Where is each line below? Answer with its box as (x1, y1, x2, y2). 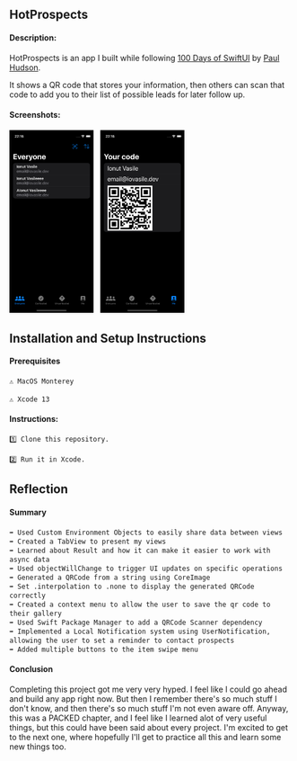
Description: (9, 31, 57, 43)
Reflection (9, 481, 69, 497)
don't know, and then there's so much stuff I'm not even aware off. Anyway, (9, 703, 289, 713)
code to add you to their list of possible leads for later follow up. (9, 89, 246, 100)
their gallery (9, 609, 63, 618)
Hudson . (9, 62, 41, 73)
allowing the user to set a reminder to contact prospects (9, 636, 235, 645)
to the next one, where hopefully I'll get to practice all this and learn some (9, 731, 282, 742)
